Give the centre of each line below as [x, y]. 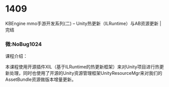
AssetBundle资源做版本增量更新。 [41, 79]
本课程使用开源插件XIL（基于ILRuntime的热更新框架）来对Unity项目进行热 [82, 67]
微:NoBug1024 [24, 44]
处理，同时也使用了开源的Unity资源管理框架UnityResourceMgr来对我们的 [86, 73]
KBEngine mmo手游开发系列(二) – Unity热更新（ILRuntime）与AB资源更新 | [83, 23]
